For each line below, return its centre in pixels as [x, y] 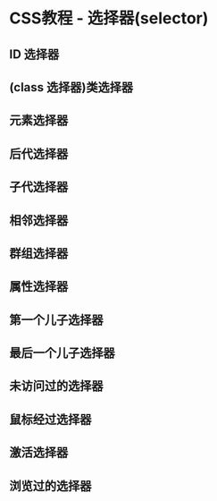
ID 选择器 [34, 54]
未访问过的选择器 [56, 386]
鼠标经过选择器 [50, 419]
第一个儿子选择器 [56, 320]
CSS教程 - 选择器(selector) [109, 18]
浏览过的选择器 [50, 485]
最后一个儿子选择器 [62, 353]
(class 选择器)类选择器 [71, 87]
